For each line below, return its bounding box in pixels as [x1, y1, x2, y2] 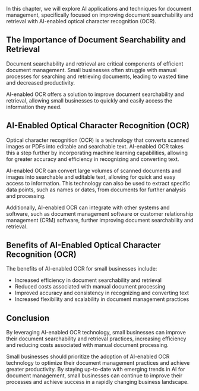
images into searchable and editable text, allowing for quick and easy [6, 173, 176, 181]
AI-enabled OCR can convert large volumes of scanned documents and [6, 167, 181, 174]
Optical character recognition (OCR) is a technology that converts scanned [6, 136, 189, 144]
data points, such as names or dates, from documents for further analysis [6, 186, 186, 193]
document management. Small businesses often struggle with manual [6, 66, 177, 73]
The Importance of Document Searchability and [6, 35, 186, 45]
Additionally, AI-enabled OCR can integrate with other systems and [6, 204, 170, 211]
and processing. [6, 192, 46, 199]
